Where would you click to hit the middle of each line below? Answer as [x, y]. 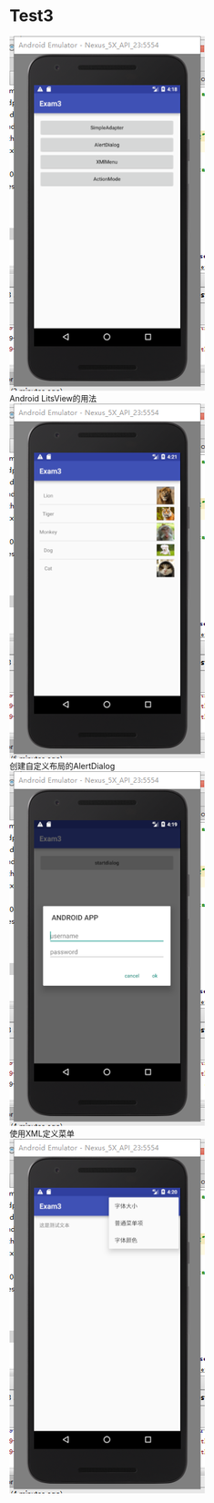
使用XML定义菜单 [42, 1133]
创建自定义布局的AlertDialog [62, 766]
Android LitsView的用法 [53, 398]
